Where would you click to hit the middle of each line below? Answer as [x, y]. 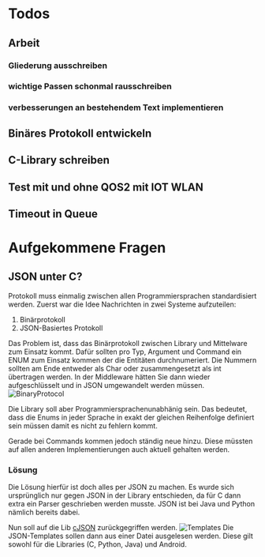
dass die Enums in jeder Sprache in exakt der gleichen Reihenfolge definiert [131, 417]
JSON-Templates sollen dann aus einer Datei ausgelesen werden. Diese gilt [131, 536]
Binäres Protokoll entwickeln [80, 133]
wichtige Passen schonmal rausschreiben [90, 86]
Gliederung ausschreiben [58, 66]
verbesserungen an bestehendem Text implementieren [116, 107]
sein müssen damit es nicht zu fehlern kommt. [83, 425]
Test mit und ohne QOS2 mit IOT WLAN [106, 187]
